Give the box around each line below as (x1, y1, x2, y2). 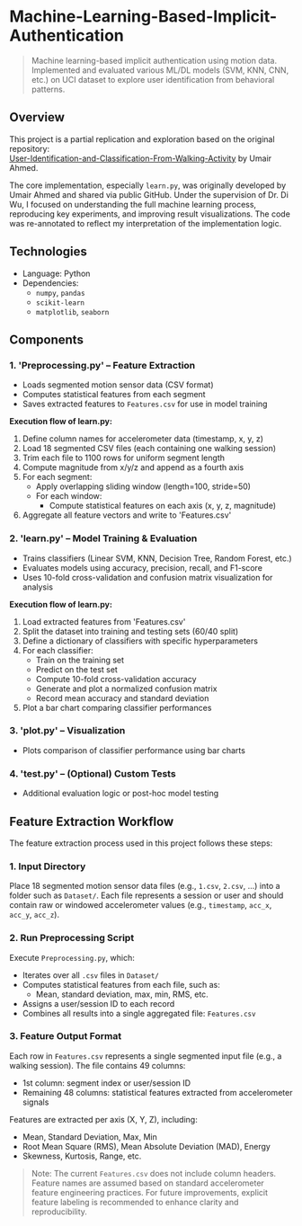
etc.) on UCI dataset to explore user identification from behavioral (31, 74, 275, 84)
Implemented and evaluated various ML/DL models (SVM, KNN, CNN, (31, 65, 289, 76)
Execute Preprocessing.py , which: (9, 952, 135, 963)
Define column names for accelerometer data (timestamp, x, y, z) (22, 433, 263, 444)
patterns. (31, 84, 66, 94)
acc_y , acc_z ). (9, 910, 60, 920)
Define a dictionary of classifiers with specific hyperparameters (22, 635, 259, 646)
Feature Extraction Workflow (9, 813, 174, 829)
